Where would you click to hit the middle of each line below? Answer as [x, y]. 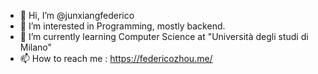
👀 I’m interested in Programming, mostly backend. [122, 26]
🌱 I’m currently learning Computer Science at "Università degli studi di [164, 36]
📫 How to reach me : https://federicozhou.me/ [116, 58]
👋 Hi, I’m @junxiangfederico [77, 15]
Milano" [36, 47]
